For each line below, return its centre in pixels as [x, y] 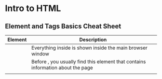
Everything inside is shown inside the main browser [89, 48]
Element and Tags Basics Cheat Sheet [63, 26]
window [40, 54]
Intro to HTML [33, 8]
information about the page [62, 68]
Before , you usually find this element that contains [88, 62]
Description [93, 40]
